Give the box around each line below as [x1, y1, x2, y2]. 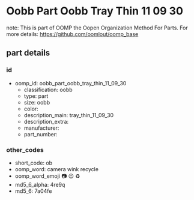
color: [23, 105, 39, 112]
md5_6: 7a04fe [14, 187, 52, 195]
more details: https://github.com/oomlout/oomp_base [6, 30, 139, 37]
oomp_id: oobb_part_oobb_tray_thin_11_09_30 [14, 79, 127, 86]
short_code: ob [14, 159, 53, 166]
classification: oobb [23, 86, 73, 93]
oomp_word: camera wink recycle [14, 165, 99, 172]
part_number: [23, 130, 58, 138]
